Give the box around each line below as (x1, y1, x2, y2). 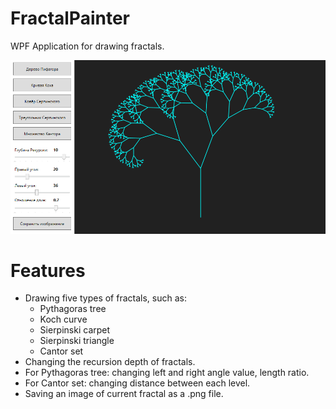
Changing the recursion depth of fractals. (24, 356, 196, 368)
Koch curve (39, 313, 88, 326)
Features (10, 259, 86, 282)
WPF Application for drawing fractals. (10, 40, 165, 52)
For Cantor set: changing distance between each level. (24, 377, 251, 389)
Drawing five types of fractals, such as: (24, 292, 187, 304)
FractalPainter (10, 7, 130, 30)
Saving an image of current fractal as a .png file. (24, 388, 224, 400)
